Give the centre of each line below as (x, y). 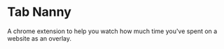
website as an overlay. (40, 38)
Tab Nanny (40, 12)
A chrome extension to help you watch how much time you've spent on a (112, 31)
